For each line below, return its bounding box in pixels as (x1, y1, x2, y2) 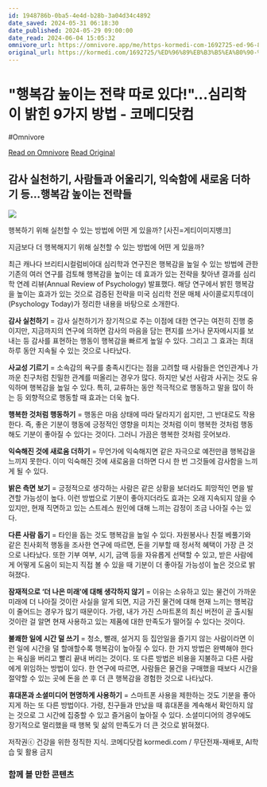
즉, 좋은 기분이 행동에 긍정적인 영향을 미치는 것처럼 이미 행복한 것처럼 (25, 419, 239, 429)
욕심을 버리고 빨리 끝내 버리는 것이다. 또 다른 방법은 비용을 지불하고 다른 (16, 653, 239, 663)
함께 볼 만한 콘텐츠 (8, 769, 75, 780)
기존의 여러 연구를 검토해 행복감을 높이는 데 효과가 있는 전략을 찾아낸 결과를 (8, 268, 242, 279)
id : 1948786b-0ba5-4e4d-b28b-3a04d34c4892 (8, 11, 151, 20)
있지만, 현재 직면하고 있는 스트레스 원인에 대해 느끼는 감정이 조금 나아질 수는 (8, 503, 244, 512)
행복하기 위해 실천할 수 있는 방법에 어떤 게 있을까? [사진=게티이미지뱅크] (8, 225, 232, 235)
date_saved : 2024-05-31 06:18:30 (8, 19, 119, 27)
